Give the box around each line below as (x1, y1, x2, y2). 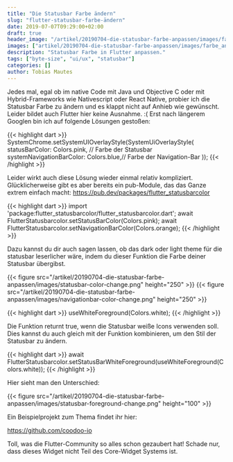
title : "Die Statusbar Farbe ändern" (7, 10, 116, 17)
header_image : (7, 36, 49, 43)
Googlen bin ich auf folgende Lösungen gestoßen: (7, 117, 151, 125)
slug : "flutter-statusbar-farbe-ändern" (7, 17, 126, 24)
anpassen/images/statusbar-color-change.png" (7, 280, 144, 288)
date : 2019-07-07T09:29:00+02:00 (7, 23, 104, 30)
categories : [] (7, 62, 51, 69)
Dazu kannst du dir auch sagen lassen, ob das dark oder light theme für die (7, 245, 223, 253)
